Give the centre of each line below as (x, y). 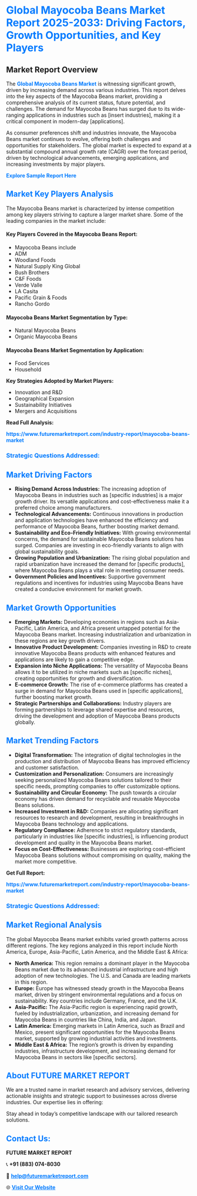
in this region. (31, 982)
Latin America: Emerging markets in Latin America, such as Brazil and (100, 1026)
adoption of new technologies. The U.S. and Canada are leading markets (103, 975)
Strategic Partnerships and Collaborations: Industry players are (93, 703)
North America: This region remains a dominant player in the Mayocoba (102, 963)
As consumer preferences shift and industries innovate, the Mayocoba (91, 133)
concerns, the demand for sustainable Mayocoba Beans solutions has (99, 539)
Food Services (32, 363)
